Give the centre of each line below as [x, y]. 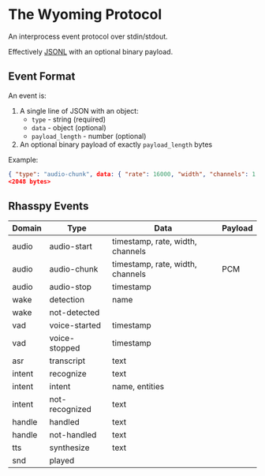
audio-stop [71, 287]
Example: [23, 159]
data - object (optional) [69, 127]
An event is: [28, 96]
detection [67, 300]
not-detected [75, 313]
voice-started [75, 325]
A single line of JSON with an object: [79, 111]
